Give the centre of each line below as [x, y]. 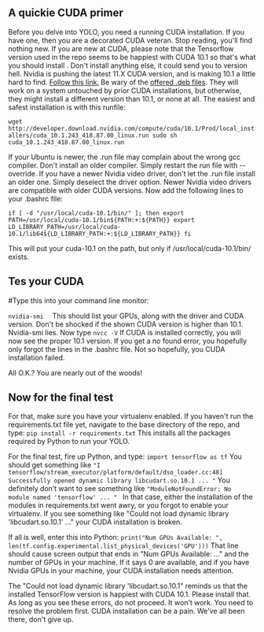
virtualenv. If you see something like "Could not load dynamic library [119, 514]
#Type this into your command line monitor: [79, 300]
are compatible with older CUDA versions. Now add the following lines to [126, 190]
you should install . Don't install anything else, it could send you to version [128, 65]
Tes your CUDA [46, 281]
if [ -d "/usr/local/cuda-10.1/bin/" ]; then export [96, 213]
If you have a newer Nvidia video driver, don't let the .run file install [147, 173]
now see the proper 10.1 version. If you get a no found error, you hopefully [128, 341]
